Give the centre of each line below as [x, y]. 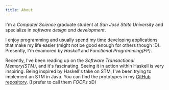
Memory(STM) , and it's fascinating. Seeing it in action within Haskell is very [85, 66]
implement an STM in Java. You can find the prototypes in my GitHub [78, 76]
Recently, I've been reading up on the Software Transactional [70, 60]
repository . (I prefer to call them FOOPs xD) [51, 82]
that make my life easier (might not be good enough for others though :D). [83, 45]
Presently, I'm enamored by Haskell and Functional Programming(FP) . [79, 50]
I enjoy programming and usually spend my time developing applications [81, 40]
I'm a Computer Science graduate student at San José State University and [84, 24]
